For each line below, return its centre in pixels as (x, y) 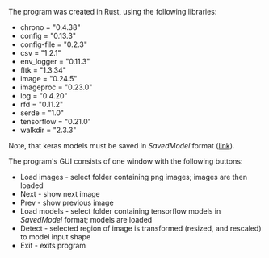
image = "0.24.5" (48, 79)
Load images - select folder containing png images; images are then (134, 177)
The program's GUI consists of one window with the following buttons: (126, 161)
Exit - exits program (53, 246)
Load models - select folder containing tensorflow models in (120, 211)
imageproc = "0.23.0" (56, 87)
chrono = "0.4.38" (50, 27)
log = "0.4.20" (44, 96)
